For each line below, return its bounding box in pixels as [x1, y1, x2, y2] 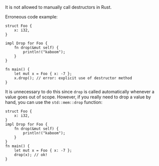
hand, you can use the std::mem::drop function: [5, 99, 103, 105]
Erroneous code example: [5, 14, 58, 19]
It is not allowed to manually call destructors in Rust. [5, 4, 112, 10]
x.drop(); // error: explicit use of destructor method [14, 76, 133, 81]
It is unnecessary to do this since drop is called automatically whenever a [5, 89, 155, 94]
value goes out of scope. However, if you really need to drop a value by [5, 94, 152, 100]
